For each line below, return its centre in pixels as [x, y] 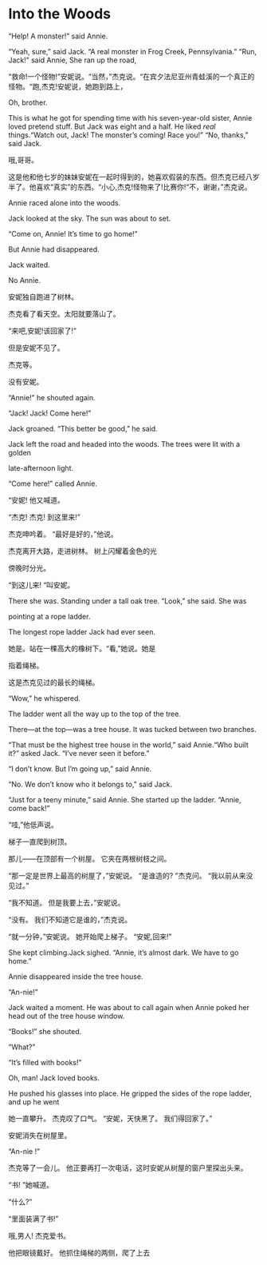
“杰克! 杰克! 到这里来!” [45, 517]
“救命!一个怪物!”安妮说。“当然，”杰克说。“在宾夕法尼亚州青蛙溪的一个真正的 [132, 76]
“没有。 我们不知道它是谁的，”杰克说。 [70, 919]
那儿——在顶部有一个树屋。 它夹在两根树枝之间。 [90, 858]
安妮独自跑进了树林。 [43, 296]
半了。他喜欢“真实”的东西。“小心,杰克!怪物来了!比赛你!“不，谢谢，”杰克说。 [130, 187]
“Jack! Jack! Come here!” [50, 413]
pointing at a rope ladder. [49, 616]
